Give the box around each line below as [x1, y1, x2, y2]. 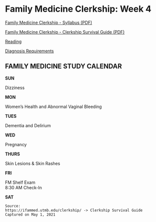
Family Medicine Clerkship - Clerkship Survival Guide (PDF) [5, 29, 125, 35]
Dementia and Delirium [5, 122, 51, 128]
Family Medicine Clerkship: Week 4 [5, 3, 152, 15]
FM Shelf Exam [5, 179, 36, 185]
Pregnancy [5, 141, 27, 147]
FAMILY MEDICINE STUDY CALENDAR [5, 62, 122, 70]
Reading [5, 38, 22, 44]
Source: [5, 203, 21, 208]
